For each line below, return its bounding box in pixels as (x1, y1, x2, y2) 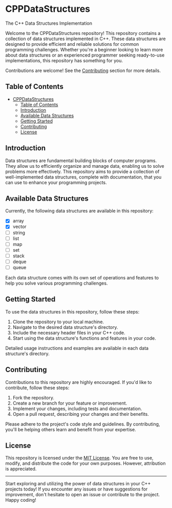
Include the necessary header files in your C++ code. (12, 329, 125, 336)
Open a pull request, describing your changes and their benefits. (12, 411, 149, 417)
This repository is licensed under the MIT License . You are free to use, (5, 455, 154, 461)
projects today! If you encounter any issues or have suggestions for (5, 486, 148, 492)
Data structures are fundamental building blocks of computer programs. (5, 157, 157, 164)
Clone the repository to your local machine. (12, 319, 104, 325)
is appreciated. (5, 466, 37, 472)
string (12, 230, 26, 236)
